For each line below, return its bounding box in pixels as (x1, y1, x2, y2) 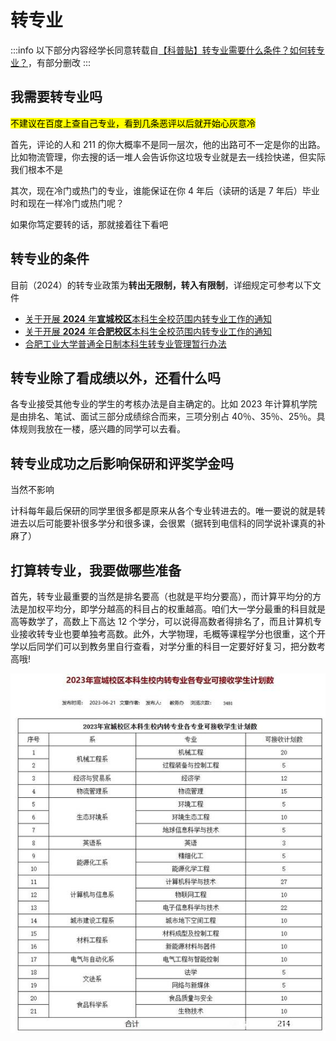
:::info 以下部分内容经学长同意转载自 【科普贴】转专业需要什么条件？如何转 (10, 44, 317, 56)
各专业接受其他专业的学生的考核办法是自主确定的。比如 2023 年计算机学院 (10, 398, 318, 410)
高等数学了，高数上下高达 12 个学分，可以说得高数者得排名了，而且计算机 (10, 616, 314, 627)
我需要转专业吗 (10, 89, 103, 106)
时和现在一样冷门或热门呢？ (10, 197, 125, 209)
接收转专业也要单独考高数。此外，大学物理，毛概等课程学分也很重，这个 (18, 628, 317, 640)
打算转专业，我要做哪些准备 (10, 562, 182, 579)
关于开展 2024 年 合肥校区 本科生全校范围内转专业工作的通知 (24, 325, 272, 337)
